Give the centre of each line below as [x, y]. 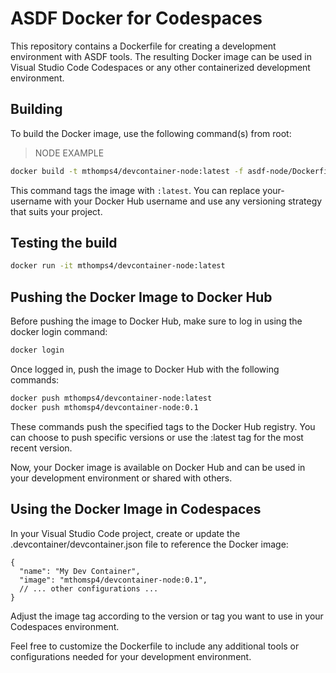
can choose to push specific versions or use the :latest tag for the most [157, 437]
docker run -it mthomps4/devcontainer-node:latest [118, 266]
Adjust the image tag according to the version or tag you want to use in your [167, 616]
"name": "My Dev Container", [80, 571]
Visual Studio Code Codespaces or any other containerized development [160, 67]
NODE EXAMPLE [69, 153]
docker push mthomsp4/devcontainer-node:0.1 [104, 407]
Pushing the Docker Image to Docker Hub [141, 297]
